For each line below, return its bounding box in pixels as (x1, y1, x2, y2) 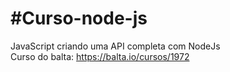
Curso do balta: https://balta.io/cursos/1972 (10, 50, 190, 62)
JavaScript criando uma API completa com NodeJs (10, 40, 221, 52)
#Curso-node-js (10, 7, 148, 30)
